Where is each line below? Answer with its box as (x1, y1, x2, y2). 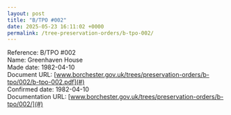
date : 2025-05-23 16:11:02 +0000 (7, 23, 104, 30)
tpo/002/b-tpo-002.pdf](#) (7, 78, 85, 87)
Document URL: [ (7, 71, 57, 79)
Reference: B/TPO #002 (7, 48, 77, 57)
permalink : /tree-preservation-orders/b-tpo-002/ (7, 29, 154, 37)
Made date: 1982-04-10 (7, 63, 75, 71)
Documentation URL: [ (7, 93, 71, 101)
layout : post (7, 10, 45, 17)
